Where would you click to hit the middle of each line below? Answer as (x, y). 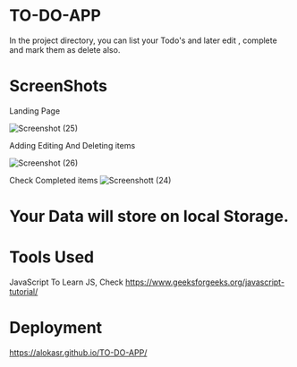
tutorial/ (24, 291)
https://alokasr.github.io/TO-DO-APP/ (78, 352)
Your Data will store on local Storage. (149, 217)
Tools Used (52, 257)
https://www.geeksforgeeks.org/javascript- (204, 282)
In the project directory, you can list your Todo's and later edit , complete (143, 40)
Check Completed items (54, 180)
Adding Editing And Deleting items (72, 145)
